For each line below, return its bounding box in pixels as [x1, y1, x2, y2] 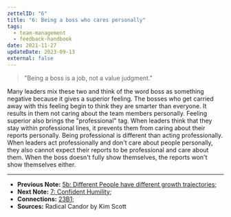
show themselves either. [7, 160, 76, 169]
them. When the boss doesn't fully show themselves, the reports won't [7, 153, 208, 161]
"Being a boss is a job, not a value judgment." [23, 74, 153, 82]
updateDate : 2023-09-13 [7, 49, 76, 56]
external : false [7, 55, 54, 62]
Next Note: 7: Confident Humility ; [16, 187, 112, 196]
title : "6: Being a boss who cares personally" [7, 17, 146, 23]
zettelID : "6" [7, 10, 48, 17]
